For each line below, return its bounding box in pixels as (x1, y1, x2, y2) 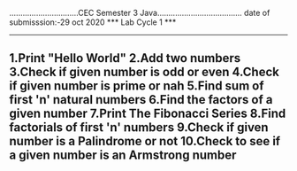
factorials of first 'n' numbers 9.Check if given (9, 120, 269, 136)
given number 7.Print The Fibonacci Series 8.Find (9, 106, 286, 121)
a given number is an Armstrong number (9, 148, 237, 163)
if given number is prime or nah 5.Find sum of (9, 79, 264, 94)
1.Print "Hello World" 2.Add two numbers (9, 51, 241, 66)
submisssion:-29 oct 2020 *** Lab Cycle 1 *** (9, 17, 177, 27)
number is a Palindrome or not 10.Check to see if (9, 134, 281, 149)
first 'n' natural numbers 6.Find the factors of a (9, 92, 273, 107)
